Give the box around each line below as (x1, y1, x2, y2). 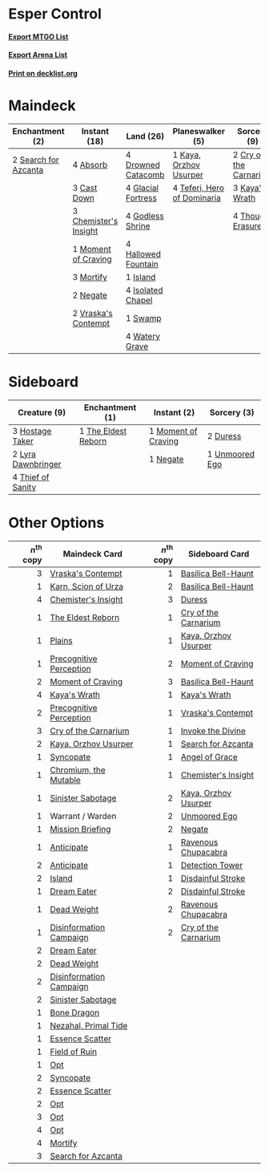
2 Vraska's (72, 307, 114, 318)
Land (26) (126, 130, 165, 141)
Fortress (125, 192, 158, 203)
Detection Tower (180, 860, 243, 871)
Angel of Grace (180, 752, 238, 763)
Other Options (8, 514, 105, 532)
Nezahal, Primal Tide (50, 1020, 128, 1032)
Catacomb (125, 169, 166, 180)
